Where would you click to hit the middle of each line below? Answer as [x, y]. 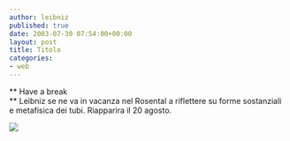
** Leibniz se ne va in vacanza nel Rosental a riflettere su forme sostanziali [145, 100]
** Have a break [38, 91]
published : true [39, 26]
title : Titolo [35, 50]
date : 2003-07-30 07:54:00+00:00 [71, 33]
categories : [31, 58]
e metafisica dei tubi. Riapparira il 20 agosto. [91, 110]
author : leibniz [39, 17]
